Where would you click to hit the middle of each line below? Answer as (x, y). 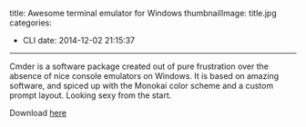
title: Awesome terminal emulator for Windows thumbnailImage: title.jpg (143, 13)
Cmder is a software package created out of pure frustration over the (139, 66)
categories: (31, 23)
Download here (38, 113)
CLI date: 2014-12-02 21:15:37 (79, 40)
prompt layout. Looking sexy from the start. (91, 95)
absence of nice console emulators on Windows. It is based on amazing (144, 76)
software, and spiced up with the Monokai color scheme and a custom (142, 86)
